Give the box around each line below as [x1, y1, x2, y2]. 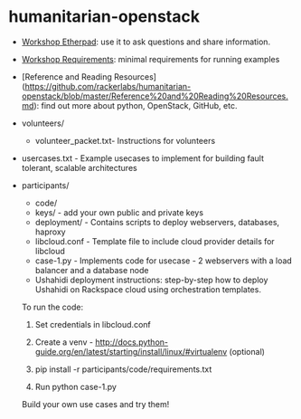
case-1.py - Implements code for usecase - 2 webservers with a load [34, 255, 293, 266]
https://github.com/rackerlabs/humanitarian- [24, 81, 192, 91]
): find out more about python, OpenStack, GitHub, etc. [33, 100, 238, 110]
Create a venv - [34, 337, 94, 348]
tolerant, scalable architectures [21, 162, 137, 173]
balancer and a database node [34, 264, 149, 275]
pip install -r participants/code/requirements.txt [34, 364, 212, 375]
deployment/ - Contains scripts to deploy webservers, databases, [34, 216, 280, 227]
